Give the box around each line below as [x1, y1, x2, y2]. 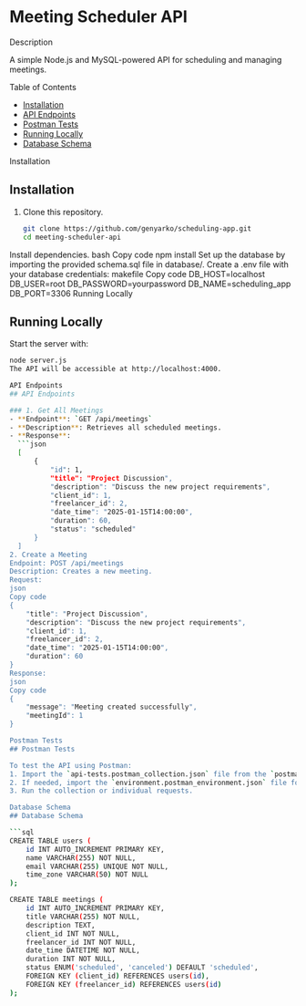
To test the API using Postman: [9, 761, 132, 770]
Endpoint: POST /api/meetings [9, 558, 125, 567]
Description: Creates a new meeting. [9, 567, 153, 576]
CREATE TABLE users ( [9, 836, 92, 845]
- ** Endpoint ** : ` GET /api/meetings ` [9, 414, 153, 423]
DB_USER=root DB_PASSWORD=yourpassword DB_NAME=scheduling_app [9, 278, 291, 289]
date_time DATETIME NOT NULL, [25, 946, 141, 955]
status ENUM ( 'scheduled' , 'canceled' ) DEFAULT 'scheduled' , [25, 963, 259, 972]
